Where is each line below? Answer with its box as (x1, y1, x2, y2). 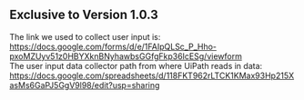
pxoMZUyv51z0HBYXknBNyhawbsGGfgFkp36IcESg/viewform (9, 50, 243, 62)
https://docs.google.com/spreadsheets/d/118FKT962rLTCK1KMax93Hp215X (9, 70, 294, 81)
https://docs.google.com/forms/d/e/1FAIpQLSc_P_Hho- (9, 41, 217, 52)
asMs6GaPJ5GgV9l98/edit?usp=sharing (9, 79, 160, 90)
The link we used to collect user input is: (9, 31, 161, 42)
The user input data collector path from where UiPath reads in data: (9, 60, 263, 71)
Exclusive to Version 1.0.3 (9, 7, 159, 23)
